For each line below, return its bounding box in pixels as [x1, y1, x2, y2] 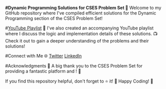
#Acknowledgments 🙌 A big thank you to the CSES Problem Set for [5, 63, 143, 68]
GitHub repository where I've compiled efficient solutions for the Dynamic [5, 10, 157, 16]
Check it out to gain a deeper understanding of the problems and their [5, 38, 149, 43]
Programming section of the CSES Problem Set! [5, 15, 103, 21]
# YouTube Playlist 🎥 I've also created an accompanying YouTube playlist [5, 25, 154, 31]
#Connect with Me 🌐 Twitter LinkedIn [5, 53, 82, 58]
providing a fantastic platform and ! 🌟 [5, 68, 81, 74]
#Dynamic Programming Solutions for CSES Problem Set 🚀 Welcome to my [5, 5, 162, 10]
